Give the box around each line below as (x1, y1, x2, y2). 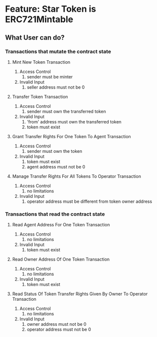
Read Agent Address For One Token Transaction (12, 222, 110, 228)
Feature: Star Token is (5, 3, 97, 15)
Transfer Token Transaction (12, 94, 68, 99)
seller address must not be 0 (26, 84, 85, 90)
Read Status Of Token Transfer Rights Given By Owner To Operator (12, 291, 148, 297)
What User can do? (5, 33, 65, 42)
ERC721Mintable (5, 14, 74, 25)
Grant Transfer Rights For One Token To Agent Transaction (12, 133, 131, 139)
